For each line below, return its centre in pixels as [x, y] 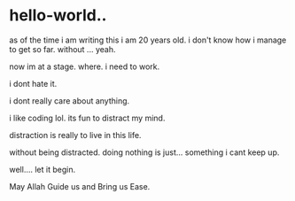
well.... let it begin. [43, 169]
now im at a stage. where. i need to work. [85, 66]
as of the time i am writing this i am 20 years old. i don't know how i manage [148, 40]
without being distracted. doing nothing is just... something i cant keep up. [144, 152]
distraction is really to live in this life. [75, 135]
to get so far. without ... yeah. [62, 49]
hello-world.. [58, 15]
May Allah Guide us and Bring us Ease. [80, 186]
